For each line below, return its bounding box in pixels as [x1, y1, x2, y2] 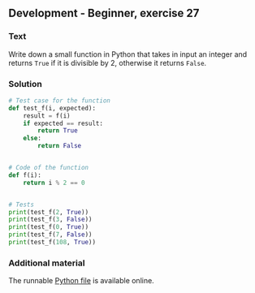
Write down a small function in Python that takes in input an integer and [8, 49, 248, 59]
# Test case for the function [8, 97, 111, 105]
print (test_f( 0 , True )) [8, 223, 89, 231]
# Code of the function [8, 164, 89, 172]
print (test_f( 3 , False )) [8, 215, 93, 224]
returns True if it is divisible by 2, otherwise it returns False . [8, 58, 207, 67]
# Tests [8, 200, 35, 209]
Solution [8, 78, 43, 89]
